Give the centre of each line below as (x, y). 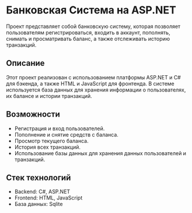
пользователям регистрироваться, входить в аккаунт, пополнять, (88, 32)
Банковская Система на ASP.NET (91, 10)
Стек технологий (39, 178)
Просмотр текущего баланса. (51, 141)
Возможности (33, 114)
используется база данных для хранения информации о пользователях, (96, 90)
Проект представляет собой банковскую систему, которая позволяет (93, 26)
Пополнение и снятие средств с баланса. (66, 134)
